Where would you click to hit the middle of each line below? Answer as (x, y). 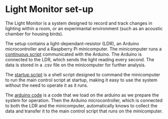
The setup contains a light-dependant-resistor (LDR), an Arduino (72, 43)
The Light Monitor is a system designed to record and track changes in (79, 23)
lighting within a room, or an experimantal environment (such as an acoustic (84, 28)
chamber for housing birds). (34, 34)
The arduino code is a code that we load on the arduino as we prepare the (82, 95)
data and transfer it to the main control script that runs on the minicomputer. (84, 111)
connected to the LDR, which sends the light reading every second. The (80, 59)
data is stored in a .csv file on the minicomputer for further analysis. (76, 65)
